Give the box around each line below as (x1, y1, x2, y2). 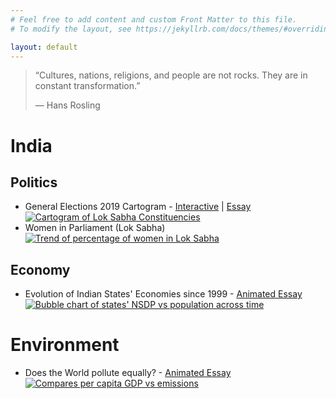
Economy (10, 261, 71, 278)
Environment (10, 334, 120, 356)
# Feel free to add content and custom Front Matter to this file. (10, 14, 298, 25)
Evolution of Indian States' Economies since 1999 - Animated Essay (24, 288, 303, 300)
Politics (10, 174, 58, 191)
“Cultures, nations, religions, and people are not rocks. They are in (34, 69, 308, 81)
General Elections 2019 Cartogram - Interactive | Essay (24, 201, 252, 213)
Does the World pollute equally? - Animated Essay (24, 367, 232, 379)
